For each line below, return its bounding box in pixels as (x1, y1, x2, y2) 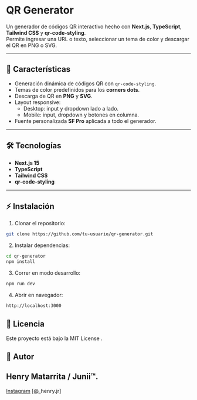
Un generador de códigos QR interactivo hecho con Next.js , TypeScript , (6, 23, 182, 30)
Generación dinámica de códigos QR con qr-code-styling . (14, 80, 157, 87)
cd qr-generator (6, 254, 46, 259)
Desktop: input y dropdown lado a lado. (23, 105, 119, 112)
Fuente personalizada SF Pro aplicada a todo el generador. (14, 117, 157, 124)
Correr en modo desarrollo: (14, 269, 81, 276)
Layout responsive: (14, 98, 61, 106)
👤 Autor (6, 351, 35, 362)
